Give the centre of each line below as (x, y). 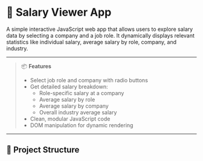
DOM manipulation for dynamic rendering (82, 125)
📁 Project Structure (43, 150)
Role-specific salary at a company (82, 93)
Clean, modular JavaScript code (70, 119)
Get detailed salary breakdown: (69, 87)
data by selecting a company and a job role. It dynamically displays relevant (101, 35)
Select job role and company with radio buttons (89, 80)
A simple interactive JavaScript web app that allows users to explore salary (100, 29)
